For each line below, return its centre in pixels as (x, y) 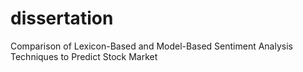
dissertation (62, 18)
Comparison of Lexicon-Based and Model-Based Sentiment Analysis (151, 46)
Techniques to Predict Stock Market (84, 56)
